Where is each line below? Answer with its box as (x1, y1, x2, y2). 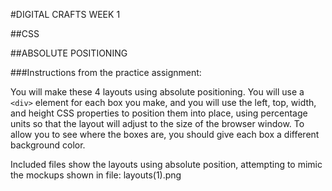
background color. (10, 139, 86, 151)
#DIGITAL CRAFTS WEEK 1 (10, 9, 121, 20)
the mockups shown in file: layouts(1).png (10, 169, 182, 181)
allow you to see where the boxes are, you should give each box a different (10, 129, 320, 140)
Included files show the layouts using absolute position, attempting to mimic (10, 159, 323, 170)
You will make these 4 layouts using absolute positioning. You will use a (10, 86, 305, 98)
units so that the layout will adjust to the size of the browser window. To (10, 118, 305, 129)
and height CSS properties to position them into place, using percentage (10, 107, 308, 119)
